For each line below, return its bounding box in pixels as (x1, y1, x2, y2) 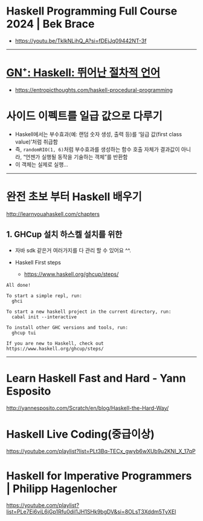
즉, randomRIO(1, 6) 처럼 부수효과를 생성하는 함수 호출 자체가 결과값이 (14, 145, 180, 152)
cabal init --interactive (11, 313, 77, 320)
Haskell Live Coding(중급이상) (6, 427, 155, 441)
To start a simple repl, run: (6, 292, 83, 299)
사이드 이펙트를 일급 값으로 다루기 (6, 110, 163, 123)
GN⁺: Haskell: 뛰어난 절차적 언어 (6, 66, 161, 80)
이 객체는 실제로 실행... (14, 160, 68, 168)
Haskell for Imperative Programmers (6, 469, 192, 482)
